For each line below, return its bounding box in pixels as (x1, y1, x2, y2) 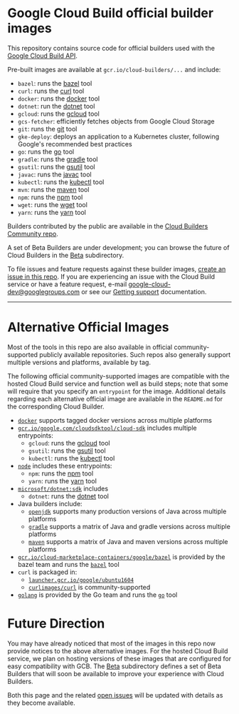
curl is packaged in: (17, 568, 78, 576)
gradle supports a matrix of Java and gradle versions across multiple (28, 522, 231, 531)
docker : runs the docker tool (17, 94, 100, 103)
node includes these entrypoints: (17, 461, 112, 470)
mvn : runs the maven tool (17, 185, 90, 193)
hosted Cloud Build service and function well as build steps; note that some (7, 379, 229, 388)
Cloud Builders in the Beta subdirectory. (7, 251, 124, 259)
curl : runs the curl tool (17, 86, 85, 95)
